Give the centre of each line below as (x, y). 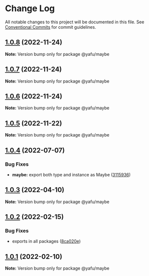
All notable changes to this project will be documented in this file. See (75, 22)
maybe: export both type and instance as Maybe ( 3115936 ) (71, 174)
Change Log (30, 9)
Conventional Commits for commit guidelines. (50, 27)
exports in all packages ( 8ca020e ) (46, 241)
